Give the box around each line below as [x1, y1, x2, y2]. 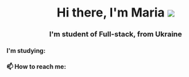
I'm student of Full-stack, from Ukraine [48, 30, 183, 39]
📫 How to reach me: [6, 63, 66, 71]
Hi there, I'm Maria [57, 5, 165, 21]
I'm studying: [6, 46, 46, 54]
